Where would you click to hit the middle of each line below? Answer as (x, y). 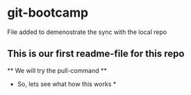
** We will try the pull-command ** (57, 70)
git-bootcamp (48, 13)
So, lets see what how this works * (67, 84)
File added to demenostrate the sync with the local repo (87, 32)
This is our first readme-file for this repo (96, 54)
